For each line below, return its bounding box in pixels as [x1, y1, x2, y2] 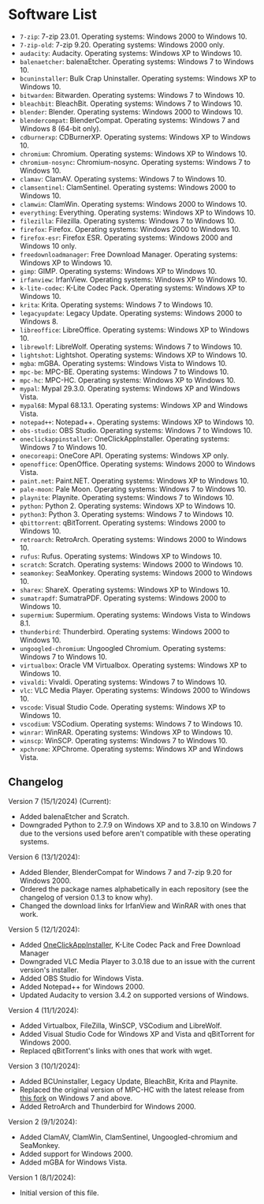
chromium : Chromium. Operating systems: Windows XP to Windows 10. [19, 148, 247, 159]
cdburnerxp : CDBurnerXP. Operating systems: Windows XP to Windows [19, 132, 251, 141]
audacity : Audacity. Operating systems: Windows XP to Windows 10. [19, 48, 243, 58]
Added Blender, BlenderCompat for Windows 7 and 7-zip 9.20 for [19, 867, 232, 877]
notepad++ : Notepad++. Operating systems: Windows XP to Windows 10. [19, 417, 255, 427]
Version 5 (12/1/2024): [8, 925, 80, 934]
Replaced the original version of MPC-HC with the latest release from [19, 1085, 245, 1094]
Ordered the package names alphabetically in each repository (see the [19, 884, 249, 893]
